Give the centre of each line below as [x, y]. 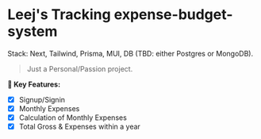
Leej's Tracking [59, 15]
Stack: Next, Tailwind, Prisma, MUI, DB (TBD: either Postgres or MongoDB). [130, 53]
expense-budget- [173, 15]
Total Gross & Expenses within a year [79, 127]
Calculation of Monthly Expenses [73, 118]
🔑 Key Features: [34, 84]
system [33, 31]
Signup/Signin [42, 99]
